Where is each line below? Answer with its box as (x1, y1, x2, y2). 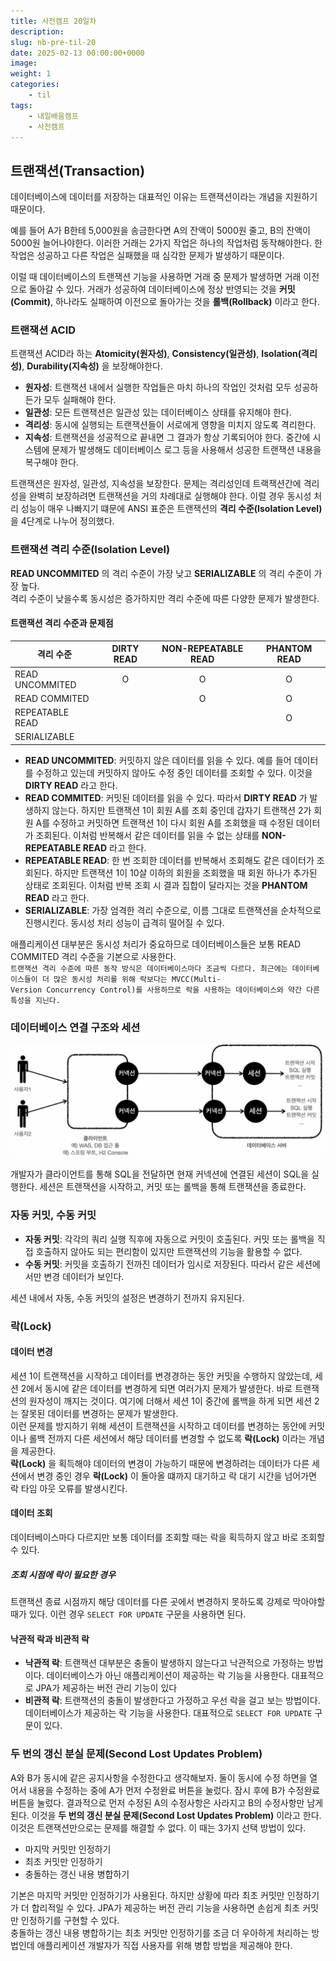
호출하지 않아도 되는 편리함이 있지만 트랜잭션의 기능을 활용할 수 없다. (35, 1245, 303, 1257)
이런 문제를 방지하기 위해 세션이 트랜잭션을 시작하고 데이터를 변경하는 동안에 (10, 1420, 307, 1432)
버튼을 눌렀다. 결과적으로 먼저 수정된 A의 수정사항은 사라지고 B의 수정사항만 (10, 1796, 305, 1809)
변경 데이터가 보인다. (43, 1270, 125, 1282)
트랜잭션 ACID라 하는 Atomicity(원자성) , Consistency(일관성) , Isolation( (10, 348, 302, 360)
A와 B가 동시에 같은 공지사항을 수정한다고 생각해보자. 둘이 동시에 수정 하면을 (10, 1771, 308, 1784)
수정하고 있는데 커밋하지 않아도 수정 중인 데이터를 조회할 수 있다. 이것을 (35, 766, 313, 779)
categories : (10, 80, 60, 90)
